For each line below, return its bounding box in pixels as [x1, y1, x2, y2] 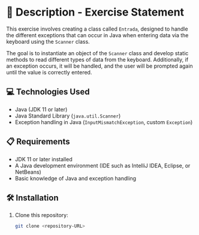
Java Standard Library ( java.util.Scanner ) [14, 112, 121, 119]
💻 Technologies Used [6, 87, 90, 97]
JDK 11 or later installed [14, 155, 73, 162]
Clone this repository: [14, 212, 68, 219]
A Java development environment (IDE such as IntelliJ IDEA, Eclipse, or [14, 162, 191, 169]
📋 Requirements [6, 137, 70, 147]
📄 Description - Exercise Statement [6, 5, 185, 19]
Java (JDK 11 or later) [14, 106, 68, 113]
